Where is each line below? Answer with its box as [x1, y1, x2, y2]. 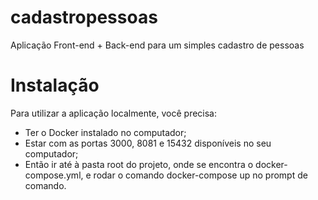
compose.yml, [24, 169, 84, 181]
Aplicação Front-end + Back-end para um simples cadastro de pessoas [10, 39, 305, 51]
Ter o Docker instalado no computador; [24, 126, 187, 138]
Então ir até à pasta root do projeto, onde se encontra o [24, 158, 254, 170]
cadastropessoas [10, 6, 158, 29]
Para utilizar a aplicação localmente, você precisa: [10, 107, 218, 119]
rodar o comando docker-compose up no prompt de [93, 169, 308, 181]
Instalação [10, 74, 100, 97]
